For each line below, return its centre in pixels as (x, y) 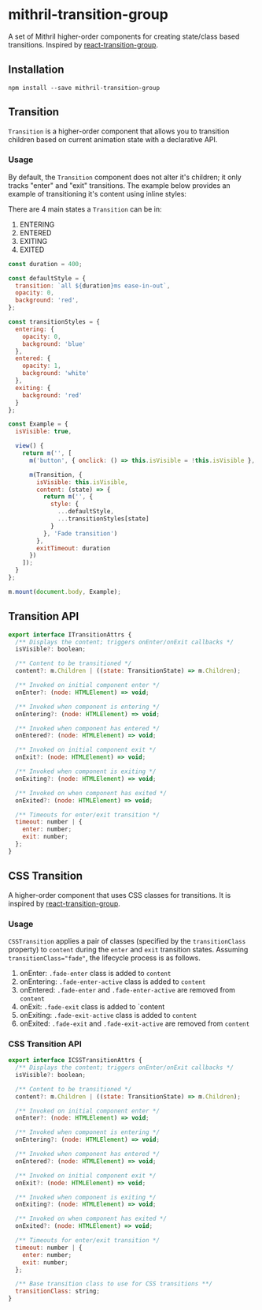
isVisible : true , (44, 432)
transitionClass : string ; (58, 1291)
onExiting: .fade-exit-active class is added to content (108, 1015)
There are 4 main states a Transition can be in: (85, 209)
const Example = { (38, 424)
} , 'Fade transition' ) (80, 533)
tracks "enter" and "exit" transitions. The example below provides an (119, 185)
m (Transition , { (55, 475)
